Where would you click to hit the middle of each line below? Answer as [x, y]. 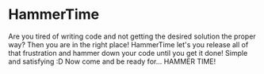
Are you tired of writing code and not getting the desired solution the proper [132, 36]
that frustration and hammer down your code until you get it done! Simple [128, 53]
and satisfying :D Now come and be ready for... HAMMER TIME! [112, 61]
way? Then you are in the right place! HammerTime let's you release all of [128, 44]
